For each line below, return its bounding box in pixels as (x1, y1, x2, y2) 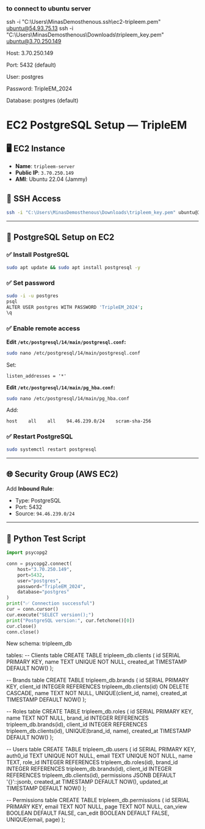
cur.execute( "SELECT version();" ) (6, 611, 95, 618)
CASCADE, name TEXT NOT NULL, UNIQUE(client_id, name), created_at (6, 690, 187, 697)
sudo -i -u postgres (6, 292, 59, 299)
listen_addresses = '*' (6, 373, 67, 379)
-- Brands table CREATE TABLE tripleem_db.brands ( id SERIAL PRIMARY (6, 677, 189, 684)
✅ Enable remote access (6, 324, 81, 333)
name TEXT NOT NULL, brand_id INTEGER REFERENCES (6, 714, 149, 722)
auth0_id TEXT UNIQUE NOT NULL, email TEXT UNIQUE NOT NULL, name (6, 752, 193, 759)
